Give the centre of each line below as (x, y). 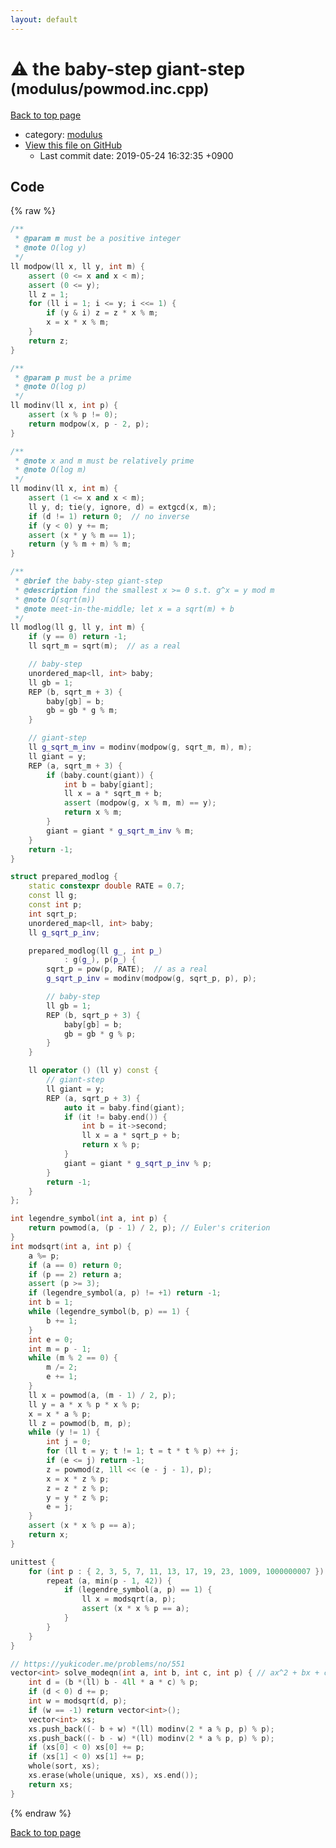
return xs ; (51, 1784)
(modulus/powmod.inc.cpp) (110, 88)
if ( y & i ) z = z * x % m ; (102, 313)
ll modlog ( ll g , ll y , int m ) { (77, 627)
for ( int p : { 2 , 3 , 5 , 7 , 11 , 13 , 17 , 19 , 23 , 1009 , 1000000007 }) (176, 1571)
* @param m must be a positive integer (98, 239)
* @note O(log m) (50, 470)
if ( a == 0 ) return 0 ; (75, 1265)
